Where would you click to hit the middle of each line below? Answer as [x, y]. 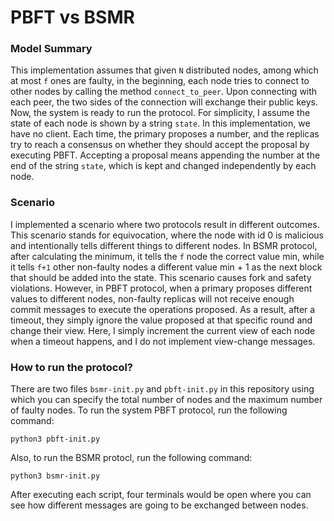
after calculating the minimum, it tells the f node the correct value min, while [167, 256]
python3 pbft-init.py [55, 439]
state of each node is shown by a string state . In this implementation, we [160, 123]
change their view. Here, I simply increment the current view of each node [163, 330]
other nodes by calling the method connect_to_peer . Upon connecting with [164, 92]
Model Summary [51, 49]
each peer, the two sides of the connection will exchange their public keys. [164, 102]
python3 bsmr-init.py [55, 476]
